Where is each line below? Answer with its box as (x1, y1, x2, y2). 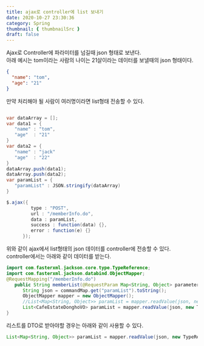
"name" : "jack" (14, 148, 56, 155)
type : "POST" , (30, 205, 69, 211)
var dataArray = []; (6, 115, 59, 121)
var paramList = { (6, 177, 53, 183)
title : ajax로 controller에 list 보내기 (6, 9, 104, 15)
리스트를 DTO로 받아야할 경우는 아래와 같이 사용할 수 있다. (6, 322, 144, 329)
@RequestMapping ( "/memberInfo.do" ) (6, 276, 97, 282)
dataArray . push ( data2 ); (6, 171, 67, 178)
